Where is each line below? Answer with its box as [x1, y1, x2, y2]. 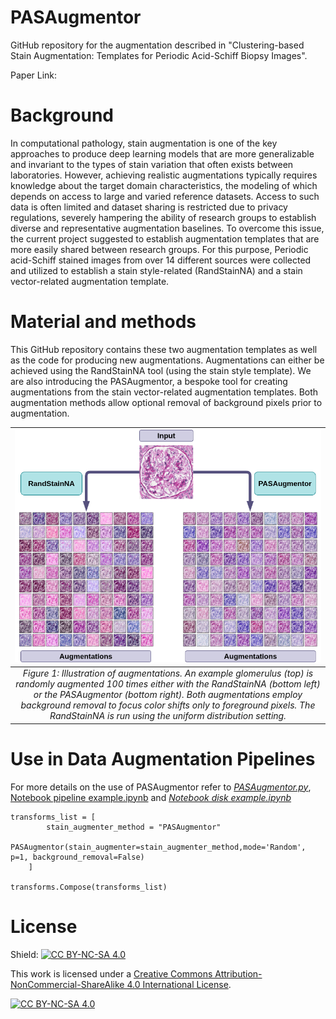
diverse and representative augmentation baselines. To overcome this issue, [10, 222, 325, 234]
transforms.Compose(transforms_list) [10, 882, 168, 892]
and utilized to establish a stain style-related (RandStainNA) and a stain [10, 264, 303, 276]
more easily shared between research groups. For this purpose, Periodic [10, 243, 309, 255]
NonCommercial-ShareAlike [10, 978, 125, 990]
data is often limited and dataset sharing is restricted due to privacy [10, 201, 288, 213]
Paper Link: [10, 69, 58, 81]
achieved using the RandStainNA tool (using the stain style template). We [10, 364, 312, 376]
